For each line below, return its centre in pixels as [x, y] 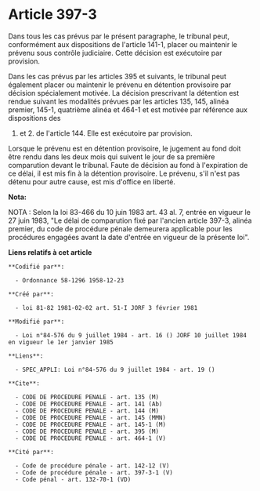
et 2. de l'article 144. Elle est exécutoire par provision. [106, 133]
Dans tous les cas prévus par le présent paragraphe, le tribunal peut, [119, 36]
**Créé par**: [31, 294]
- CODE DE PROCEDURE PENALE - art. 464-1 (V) [91, 438]
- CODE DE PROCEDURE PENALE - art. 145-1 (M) [91, 424]
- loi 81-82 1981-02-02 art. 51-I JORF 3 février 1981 [107, 307]
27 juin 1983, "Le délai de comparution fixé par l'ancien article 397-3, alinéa [130, 220]
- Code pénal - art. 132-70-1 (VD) [73, 479]
